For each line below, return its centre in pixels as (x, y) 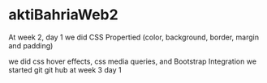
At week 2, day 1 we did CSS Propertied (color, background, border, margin (134, 37)
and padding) (31, 45)
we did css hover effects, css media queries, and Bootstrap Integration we (133, 61)
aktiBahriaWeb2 (64, 15)
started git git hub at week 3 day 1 (65, 69)
